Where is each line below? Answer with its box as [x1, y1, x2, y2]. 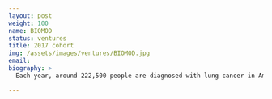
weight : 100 [8, 19, 49, 27]
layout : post [8, 11, 53, 20]
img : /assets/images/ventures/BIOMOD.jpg [8, 49, 151, 57]
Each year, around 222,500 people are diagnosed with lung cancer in [15, 72, 255, 80]
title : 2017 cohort [8, 42, 74, 50]
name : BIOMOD [8, 27, 53, 35]
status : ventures [8, 34, 67, 43]
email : [8, 57, 31, 65]
